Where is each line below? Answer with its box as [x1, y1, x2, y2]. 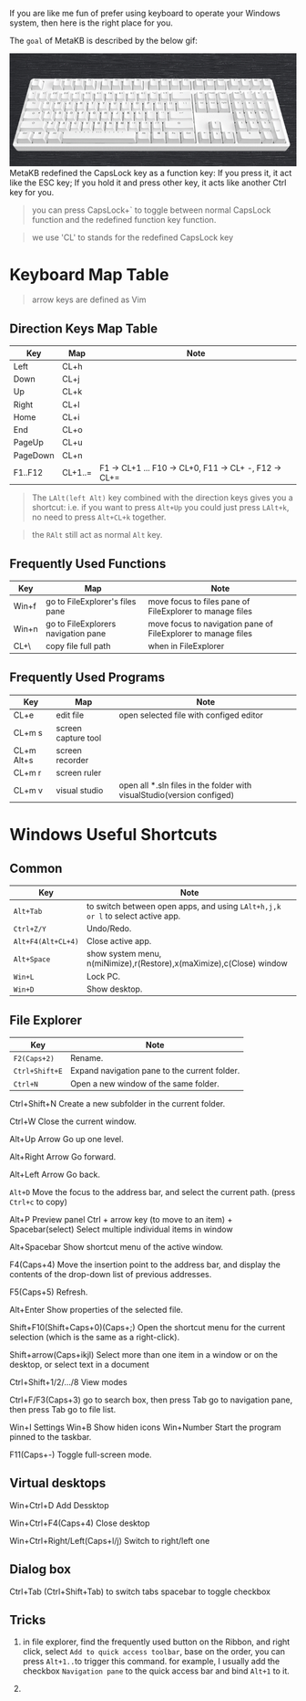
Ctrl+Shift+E [13, 1067, 63, 1076]
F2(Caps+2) [13, 1055, 55, 1064]
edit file [56, 709, 85, 720]
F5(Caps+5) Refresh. [9, 1286, 88, 1297]
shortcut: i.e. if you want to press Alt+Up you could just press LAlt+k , [31, 502, 290, 513]
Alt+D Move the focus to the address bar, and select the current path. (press [9, 1187, 296, 1198]
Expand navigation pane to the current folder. [69, 1066, 240, 1076]
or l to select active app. [86, 910, 181, 921]
